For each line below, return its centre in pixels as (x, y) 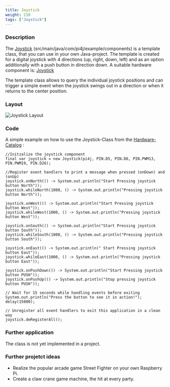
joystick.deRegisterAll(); (34, 320)
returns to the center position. (36, 91)
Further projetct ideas (33, 357)
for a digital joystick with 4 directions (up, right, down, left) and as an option (84, 59)
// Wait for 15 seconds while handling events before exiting (73, 293)
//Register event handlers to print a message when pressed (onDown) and (85, 172)
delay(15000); (20, 302)
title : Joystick (22, 10)
